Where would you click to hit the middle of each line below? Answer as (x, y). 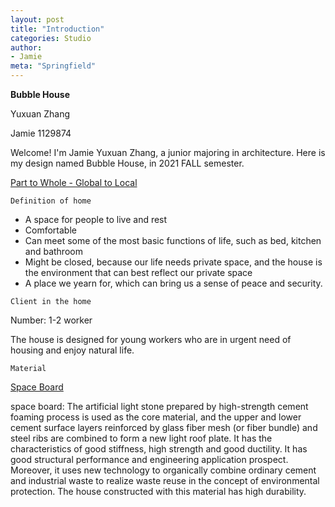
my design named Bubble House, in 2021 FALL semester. (127, 163)
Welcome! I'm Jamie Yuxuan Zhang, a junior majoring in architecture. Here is (168, 152)
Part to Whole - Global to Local (74, 182)
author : (26, 47)
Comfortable (50, 230)
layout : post (37, 19)
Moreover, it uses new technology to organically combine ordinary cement (163, 470)
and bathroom (53, 251)
